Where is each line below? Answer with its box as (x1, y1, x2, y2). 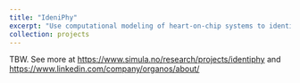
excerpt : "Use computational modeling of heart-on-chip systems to (9, 21, 266, 30)
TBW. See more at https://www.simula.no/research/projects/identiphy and (9, 54, 281, 65)
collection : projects (9, 29, 90, 38)
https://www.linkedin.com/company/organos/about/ (9, 63, 200, 74)
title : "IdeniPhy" (9, 12, 78, 22)
